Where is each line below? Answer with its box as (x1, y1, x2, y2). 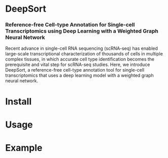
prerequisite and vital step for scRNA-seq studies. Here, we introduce (5, 61, 150, 68)
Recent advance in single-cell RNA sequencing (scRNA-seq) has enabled (5, 45, 158, 51)
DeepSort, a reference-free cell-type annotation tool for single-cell (5, 67, 145, 73)
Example (5, 142, 43, 154)
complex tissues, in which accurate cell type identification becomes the (5, 56, 155, 62)
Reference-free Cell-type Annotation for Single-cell (5, 21, 135, 28)
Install (5, 96, 32, 107)
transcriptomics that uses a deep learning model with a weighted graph (5, 72, 154, 79)
